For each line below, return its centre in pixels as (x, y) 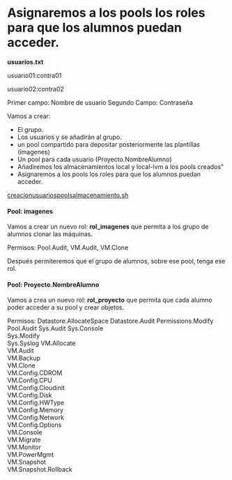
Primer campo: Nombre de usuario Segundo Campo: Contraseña (100, 102)
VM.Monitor (24, 447)
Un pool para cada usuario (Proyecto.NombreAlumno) (94, 159)
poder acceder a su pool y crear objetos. (65, 307)
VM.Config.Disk (30, 395)
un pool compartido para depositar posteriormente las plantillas (108, 144)
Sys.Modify (24, 336)
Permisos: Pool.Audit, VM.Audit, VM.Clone (68, 248)
